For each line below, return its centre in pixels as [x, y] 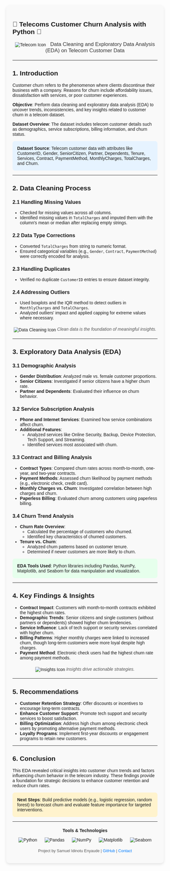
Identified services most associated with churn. [72, 445]
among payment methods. [45, 658]
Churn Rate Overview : [43, 527]
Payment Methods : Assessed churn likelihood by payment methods [86, 478]
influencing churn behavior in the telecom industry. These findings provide [84, 775]
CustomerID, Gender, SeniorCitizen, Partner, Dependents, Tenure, [81, 153]
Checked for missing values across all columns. [66, 213]
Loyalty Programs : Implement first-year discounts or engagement [84, 734]
